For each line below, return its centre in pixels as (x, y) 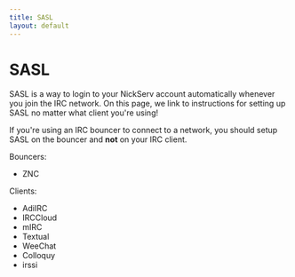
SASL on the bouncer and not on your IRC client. (98, 139)
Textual (36, 237)
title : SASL (31, 17)
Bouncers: (28, 157)
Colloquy (39, 256)
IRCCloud (40, 218)
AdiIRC (35, 209)
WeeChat (39, 246)
